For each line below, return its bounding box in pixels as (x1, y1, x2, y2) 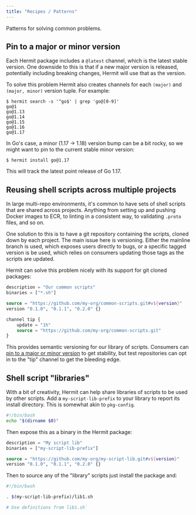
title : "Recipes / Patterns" (6, 8, 77, 15)
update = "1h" (16, 322, 51, 328)
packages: (6, 273, 32, 280)
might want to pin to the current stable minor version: (6, 146, 135, 153)
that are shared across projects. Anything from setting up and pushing (6, 207, 176, 214)
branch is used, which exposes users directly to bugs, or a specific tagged (6, 243, 187, 250)
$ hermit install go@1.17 (6, 157, 69, 163)
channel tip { (6, 317, 41, 322)
